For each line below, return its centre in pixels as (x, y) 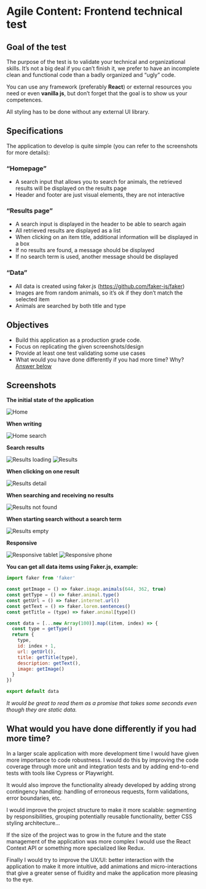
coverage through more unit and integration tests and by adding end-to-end (102, 766)
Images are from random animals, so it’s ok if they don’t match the (99, 293)
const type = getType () (42, 629)
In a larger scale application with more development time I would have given (102, 753)
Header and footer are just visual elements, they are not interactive (100, 195)
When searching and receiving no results (60, 496)
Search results (26, 448)
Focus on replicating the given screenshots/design (79, 346)
